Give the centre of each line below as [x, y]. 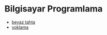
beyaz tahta [23, 22]
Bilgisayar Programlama [53, 9]
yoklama [20, 27]
